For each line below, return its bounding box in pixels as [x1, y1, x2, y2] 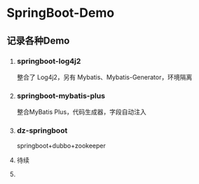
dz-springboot [16, 126, 68, 136]
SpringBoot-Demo [6, 5, 115, 21]
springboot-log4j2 [16, 56, 81, 66]
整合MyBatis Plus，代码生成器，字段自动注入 [16, 107, 146, 117]
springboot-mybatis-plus [16, 91, 106, 100]
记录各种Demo [6, 34, 70, 46]
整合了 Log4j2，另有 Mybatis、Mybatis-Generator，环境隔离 [16, 72, 193, 81]
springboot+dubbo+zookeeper [16, 142, 107, 150]
